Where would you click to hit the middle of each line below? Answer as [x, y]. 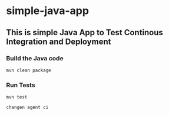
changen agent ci [27, 108]
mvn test [17, 97]
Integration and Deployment [59, 41]
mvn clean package [29, 70]
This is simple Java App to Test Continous [85, 33]
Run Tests [21, 85]
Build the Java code [35, 58]
